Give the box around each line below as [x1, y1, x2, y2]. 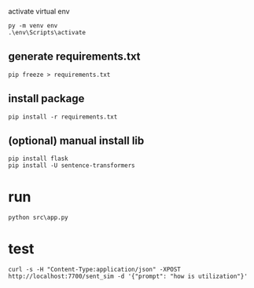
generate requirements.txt [8, 50, 141, 64]
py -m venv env [8, 22, 58, 30]
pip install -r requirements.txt [8, 113, 118, 121]
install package [8, 92, 85, 105]
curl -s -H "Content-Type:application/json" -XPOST [8, 266, 181, 274]
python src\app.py [8, 213, 68, 222]
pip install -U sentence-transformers [8, 162, 135, 170]
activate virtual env [8, 7, 70, 16]
